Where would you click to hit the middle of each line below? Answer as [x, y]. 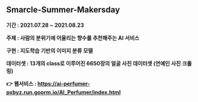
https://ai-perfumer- [64, 83]
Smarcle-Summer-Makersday [63, 10]
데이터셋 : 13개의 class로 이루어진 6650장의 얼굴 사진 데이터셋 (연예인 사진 [94, 63]
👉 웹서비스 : [21, 83]
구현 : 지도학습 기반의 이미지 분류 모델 [49, 50]
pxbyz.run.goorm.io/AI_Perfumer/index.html [64, 92]
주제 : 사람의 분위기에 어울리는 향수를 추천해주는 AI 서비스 [73, 38]
